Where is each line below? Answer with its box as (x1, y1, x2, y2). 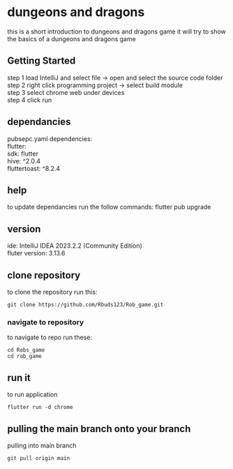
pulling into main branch (7, 441, 77, 449)
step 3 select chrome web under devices (7, 88, 125, 96)
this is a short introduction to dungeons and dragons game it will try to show (7, 27, 227, 36)
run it (7, 371, 31, 384)
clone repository (7, 269, 81, 281)
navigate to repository (7, 317, 84, 327)
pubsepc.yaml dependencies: (7, 134, 93, 143)
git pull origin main (7, 454, 70, 461)
